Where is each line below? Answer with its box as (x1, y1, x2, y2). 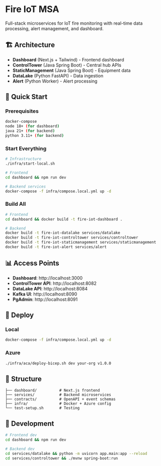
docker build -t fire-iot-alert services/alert (5, 245, 107, 250)
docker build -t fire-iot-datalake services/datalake (5, 230, 121, 236)
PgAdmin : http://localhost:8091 (12, 296, 78, 302)
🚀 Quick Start (5, 93, 48, 101)
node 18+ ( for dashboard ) (5, 124, 59, 129)
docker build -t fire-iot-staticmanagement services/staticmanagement (5, 240, 156, 245)
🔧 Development (5, 419, 54, 428)
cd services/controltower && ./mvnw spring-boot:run (5, 455, 118, 461)
